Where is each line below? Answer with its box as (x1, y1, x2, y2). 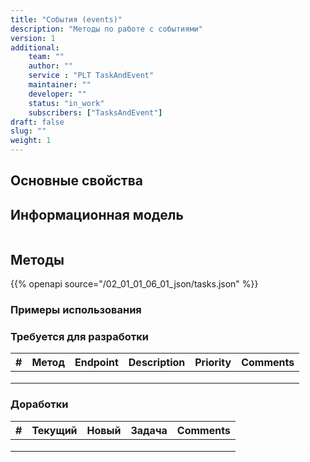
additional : (10, 42, 60, 53)
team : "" (28, 52, 65, 62)
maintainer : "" (28, 80, 92, 90)
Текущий (31, 423, 78, 437)
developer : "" (28, 89, 87, 99)
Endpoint (74, 356, 119, 370)
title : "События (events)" (10, 14, 123, 25)
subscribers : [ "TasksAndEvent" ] (28, 107, 163, 118)
